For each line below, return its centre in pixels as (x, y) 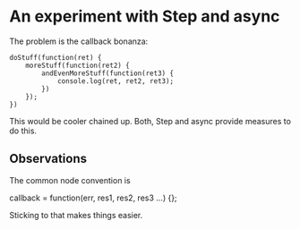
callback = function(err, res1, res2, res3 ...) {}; (93, 198)
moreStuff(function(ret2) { (77, 65)
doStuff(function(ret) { (56, 57)
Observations (48, 159)
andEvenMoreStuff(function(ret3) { (108, 73)
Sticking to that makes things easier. (76, 215)
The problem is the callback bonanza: (79, 41)
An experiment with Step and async (145, 17)
